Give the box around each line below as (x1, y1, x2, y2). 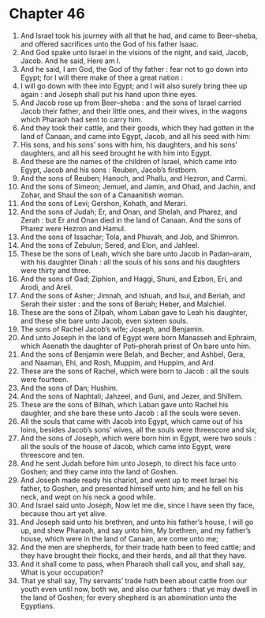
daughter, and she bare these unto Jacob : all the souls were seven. (20, 408, 241, 418)
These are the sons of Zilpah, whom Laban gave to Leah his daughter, (20, 307, 248, 316)
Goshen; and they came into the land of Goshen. (20, 466, 178, 476)
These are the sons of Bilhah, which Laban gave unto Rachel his (20, 399, 229, 409)
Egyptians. (20, 601, 55, 610)
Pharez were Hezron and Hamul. (20, 223, 126, 233)
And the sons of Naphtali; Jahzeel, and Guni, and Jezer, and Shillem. (20, 391, 244, 401)
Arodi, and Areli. (20, 282, 73, 292)
